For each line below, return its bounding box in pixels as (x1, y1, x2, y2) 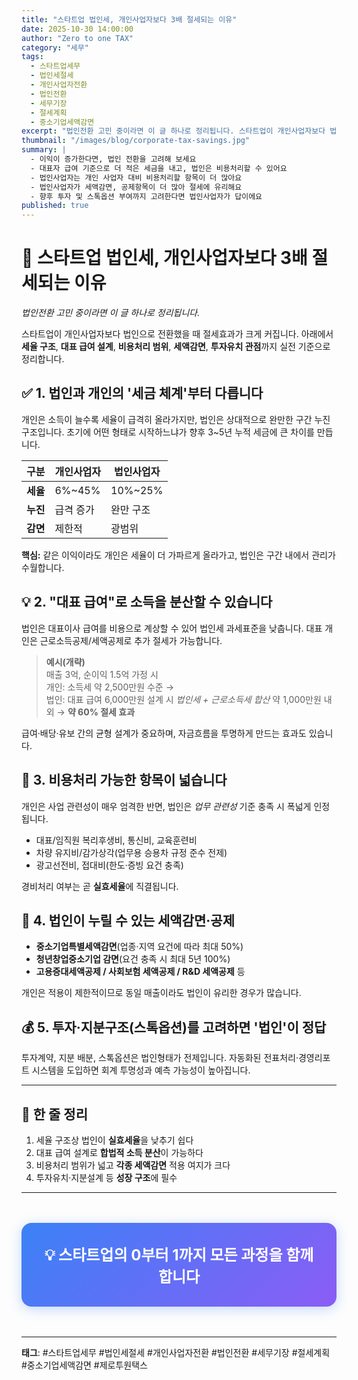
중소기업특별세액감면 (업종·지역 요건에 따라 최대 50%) (35, 941, 244, 953)
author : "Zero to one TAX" (21, 33, 134, 43)
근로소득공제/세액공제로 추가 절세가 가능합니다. (39, 634, 223, 646)
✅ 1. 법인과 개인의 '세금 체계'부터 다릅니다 (21, 385, 264, 402)
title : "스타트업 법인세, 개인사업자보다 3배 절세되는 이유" (21, 14, 238, 25)
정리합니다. (21, 353, 65, 365)
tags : (21, 52, 44, 62)
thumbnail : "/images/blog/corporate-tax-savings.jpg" (21, 136, 251, 146)
